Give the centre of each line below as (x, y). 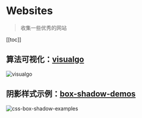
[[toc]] (14, 39)
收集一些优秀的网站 (44, 28)
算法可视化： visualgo (45, 60)
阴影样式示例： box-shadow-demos (71, 94)
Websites (30, 11)
